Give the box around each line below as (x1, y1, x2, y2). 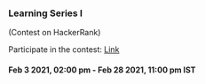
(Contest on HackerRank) (8, 27, 101, 38)
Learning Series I (8, 7, 83, 19)
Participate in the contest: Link (8, 44, 120, 55)
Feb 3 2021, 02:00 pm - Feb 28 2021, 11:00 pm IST (8, 65, 196, 75)
